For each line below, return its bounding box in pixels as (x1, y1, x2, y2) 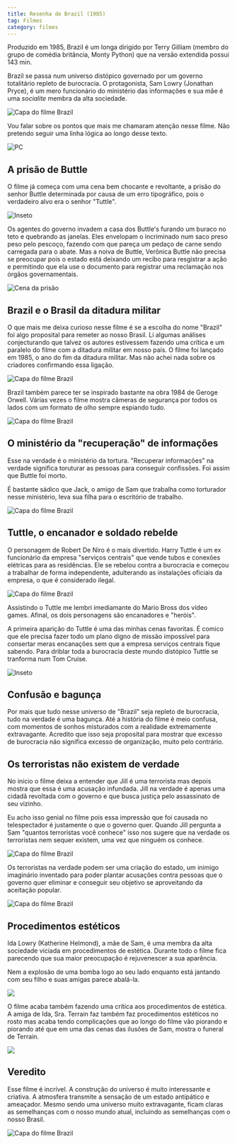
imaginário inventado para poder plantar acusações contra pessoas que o (7, 871, 223, 879)
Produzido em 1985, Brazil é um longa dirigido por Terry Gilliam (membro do (7, 43, 229, 52)
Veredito (7, 1066, 46, 1078)
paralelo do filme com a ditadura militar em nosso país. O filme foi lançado (7, 346, 224, 354)
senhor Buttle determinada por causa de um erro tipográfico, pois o (7, 190, 204, 198)
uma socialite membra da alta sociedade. (7, 94, 127, 103)
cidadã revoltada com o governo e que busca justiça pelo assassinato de (7, 792, 221, 800)
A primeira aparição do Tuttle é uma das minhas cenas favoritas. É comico (7, 624, 224, 633)
